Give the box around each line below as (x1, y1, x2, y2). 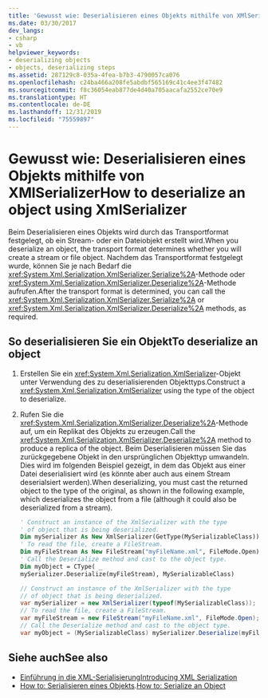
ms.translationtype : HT (8, 93, 88, 101)
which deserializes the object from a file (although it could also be (19, 494, 237, 503)
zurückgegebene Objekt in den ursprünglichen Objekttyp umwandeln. (19, 452, 250, 461)
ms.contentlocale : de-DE (8, 101, 91, 108)
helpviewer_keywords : (8, 49, 81, 57)
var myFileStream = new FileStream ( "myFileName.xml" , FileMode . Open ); (19, 614, 260, 622)
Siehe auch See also (8, 651, 108, 664)
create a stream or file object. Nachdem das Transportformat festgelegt (8, 252, 243, 262)
